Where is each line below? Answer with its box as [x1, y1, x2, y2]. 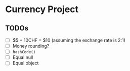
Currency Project [5, 4, 79, 15]
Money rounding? [12, 43, 50, 49]
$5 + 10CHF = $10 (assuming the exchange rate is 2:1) [12, 37, 125, 43]
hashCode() [12, 50, 36, 55]
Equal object [12, 60, 39, 66]
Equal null [12, 54, 33, 60]
